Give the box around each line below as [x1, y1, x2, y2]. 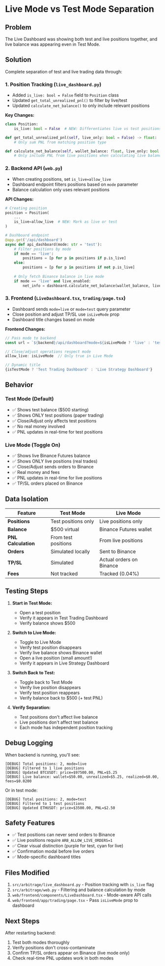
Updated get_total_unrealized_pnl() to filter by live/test [12, 98, 128, 103]
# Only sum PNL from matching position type [14, 139, 107, 145]
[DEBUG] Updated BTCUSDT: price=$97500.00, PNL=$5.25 [5, 770, 118, 775]
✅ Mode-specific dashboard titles [12, 854, 81, 860]
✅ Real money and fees [12, 469, 60, 475]
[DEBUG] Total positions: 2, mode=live [5, 761, 87, 766]
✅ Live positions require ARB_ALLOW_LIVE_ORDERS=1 [12, 837, 113, 843]
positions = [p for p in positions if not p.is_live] [23, 265, 135, 270]
